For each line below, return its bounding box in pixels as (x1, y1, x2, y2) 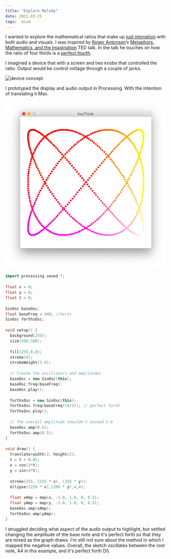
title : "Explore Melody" (5, 8, 58, 13)
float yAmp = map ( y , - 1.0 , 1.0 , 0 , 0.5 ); (10, 501, 100, 506)
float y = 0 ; (5, 290, 33, 295)
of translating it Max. (5, 91, 48, 97)
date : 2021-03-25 (5, 13, 42, 19)
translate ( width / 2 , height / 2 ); (10, 452, 77, 457)
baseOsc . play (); (10, 387, 44, 392)
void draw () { (5, 446, 36, 451)
